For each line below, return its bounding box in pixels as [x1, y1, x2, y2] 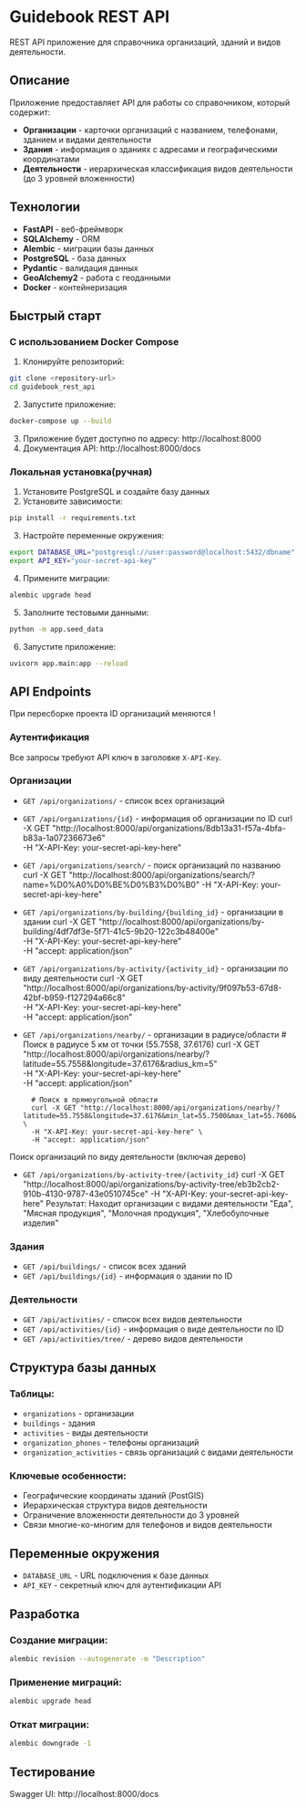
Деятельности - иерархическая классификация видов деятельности [22, 162, 293, 174]
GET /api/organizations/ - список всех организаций [22, 795, 225, 806]
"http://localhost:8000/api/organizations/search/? [68, 869, 256, 880]
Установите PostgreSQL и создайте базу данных [22, 486, 210, 497]
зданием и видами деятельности [22, 134, 152, 145]
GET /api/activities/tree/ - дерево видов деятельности [22, 1333, 243, 1344]
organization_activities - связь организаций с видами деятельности [22, 1447, 294, 1458]
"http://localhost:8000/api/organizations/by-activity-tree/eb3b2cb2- [22, 1178, 280, 1189]
